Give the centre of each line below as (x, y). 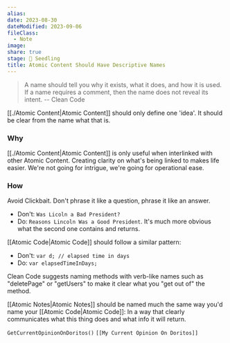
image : (17, 46)
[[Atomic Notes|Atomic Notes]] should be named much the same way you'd (115, 304)
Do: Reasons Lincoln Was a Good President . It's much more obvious (114, 221)
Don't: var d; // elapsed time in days (73, 256)
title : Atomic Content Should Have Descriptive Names (87, 65)
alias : (17, 13)
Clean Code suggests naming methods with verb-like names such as (105, 277)
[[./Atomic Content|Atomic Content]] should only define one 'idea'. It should (115, 113)
